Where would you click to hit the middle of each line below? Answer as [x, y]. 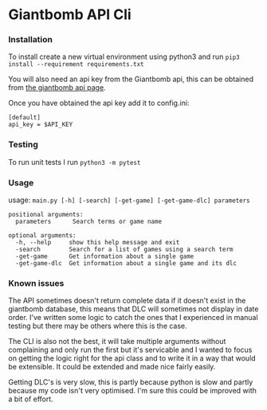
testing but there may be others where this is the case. [98, 326]
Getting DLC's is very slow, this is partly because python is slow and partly [131, 382]
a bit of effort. [31, 399]
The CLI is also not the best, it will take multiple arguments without [117, 342]
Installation [31, 40]
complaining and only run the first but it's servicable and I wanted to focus [130, 350]
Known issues [36, 283]
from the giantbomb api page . [57, 88]
